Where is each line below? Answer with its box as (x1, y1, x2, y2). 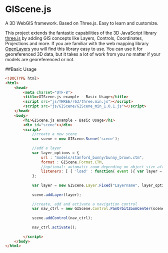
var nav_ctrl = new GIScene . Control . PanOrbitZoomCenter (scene (31, 206, 164, 211)
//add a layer (31, 146, 61, 151)
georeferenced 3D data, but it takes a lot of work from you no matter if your (5, 51, 161, 57)
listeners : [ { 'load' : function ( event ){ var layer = (40, 169, 162, 174)
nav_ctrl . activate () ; (31, 224, 77, 230)
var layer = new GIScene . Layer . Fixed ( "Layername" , (31, 183, 140, 188)
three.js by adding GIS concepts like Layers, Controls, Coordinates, (5, 35, 143, 41)
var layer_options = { (31, 150, 79, 155)
